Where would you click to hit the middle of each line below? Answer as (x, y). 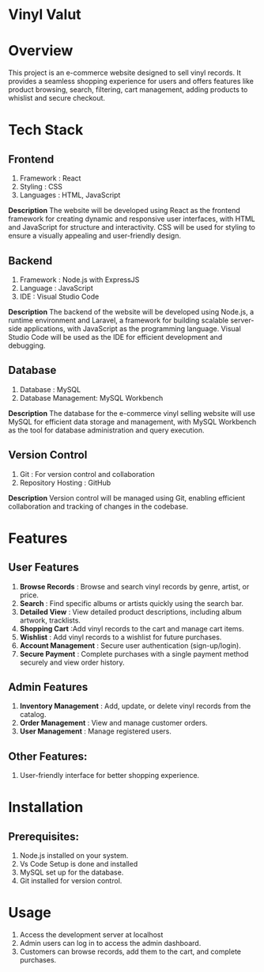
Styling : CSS (41, 187)
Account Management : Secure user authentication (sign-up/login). (130, 645)
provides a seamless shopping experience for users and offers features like (131, 82)
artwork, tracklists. (50, 620)
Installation (46, 808)
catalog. (33, 715)
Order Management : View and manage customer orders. (113, 723)
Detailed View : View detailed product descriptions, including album (131, 612)
